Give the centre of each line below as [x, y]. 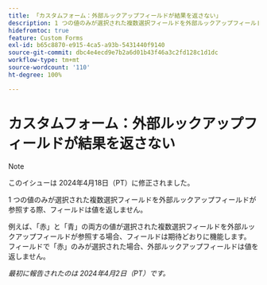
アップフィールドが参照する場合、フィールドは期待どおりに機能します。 [133, 236]
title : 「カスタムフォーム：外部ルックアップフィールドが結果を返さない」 [115, 16]
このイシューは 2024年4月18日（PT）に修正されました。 [101, 182]
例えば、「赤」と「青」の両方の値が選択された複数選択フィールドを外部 [125, 226]
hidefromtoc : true [39, 30]
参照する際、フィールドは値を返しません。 [78, 209]
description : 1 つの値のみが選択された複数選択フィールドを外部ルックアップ [120, 23]
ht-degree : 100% [35, 75]
